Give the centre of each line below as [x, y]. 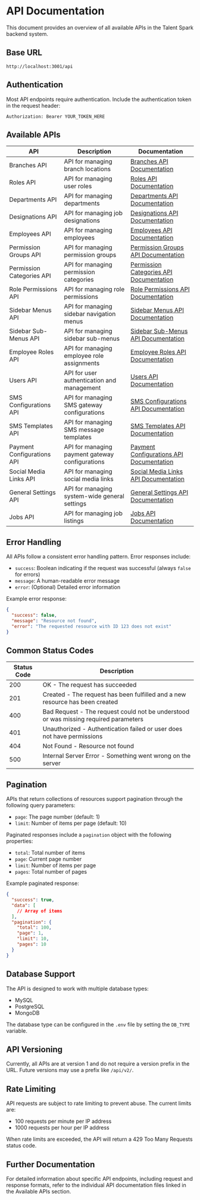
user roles [78, 186]
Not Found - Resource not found [88, 746]
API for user [80, 373]
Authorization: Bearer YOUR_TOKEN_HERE [56, 117]
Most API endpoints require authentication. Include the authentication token [99, 99]
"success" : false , [35, 616]
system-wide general [94, 496]
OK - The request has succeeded [90, 685]
